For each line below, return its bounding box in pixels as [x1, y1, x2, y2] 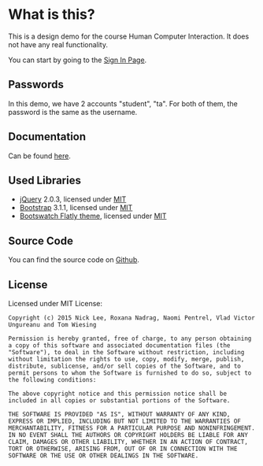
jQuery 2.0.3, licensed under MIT [19, 194, 127, 204]
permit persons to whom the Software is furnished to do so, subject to [8, 369, 252, 377]
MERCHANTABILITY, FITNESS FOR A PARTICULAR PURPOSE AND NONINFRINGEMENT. [8, 424, 256, 432]
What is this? [8, 6, 96, 24]
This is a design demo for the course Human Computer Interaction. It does [8, 31, 250, 41]
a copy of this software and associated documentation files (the [8, 342, 231, 349]
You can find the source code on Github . [8, 255, 140, 264]
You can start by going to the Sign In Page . [8, 55, 147, 65]
